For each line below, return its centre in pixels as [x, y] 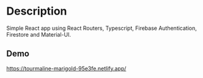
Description [37, 11]
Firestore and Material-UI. [39, 34]
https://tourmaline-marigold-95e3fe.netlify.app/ [66, 68]
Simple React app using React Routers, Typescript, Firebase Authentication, [102, 28]
